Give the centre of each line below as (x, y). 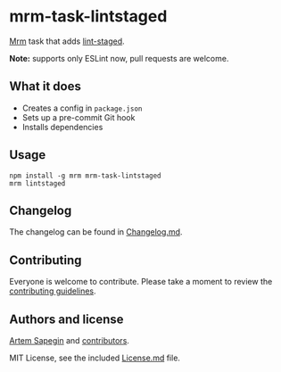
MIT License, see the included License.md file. (95, 358)
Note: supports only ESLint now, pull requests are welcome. (119, 58)
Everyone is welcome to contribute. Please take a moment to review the (141, 282)
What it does (45, 87)
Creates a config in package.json (82, 108)
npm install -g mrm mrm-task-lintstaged (86, 176)
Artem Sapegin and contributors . (69, 340)
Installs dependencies (62, 127)
